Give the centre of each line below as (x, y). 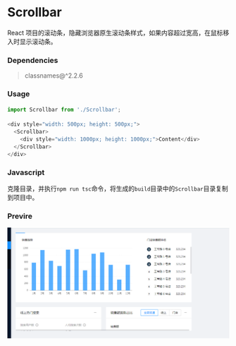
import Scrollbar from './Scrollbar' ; (64, 109)
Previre (20, 216)
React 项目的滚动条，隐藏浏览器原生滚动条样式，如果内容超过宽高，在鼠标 (115, 32)
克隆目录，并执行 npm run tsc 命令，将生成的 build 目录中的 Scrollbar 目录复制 (118, 189)
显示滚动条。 (38, 41)
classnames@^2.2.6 (54, 76)
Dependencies (33, 60)
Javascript (26, 172)
